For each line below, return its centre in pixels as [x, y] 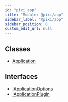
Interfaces [22, 77]
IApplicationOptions [33, 89]
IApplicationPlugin [31, 94]
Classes [18, 49]
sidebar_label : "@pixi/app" [34, 19]
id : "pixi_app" [21, 10]
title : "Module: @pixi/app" [34, 15]
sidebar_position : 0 [27, 24]
